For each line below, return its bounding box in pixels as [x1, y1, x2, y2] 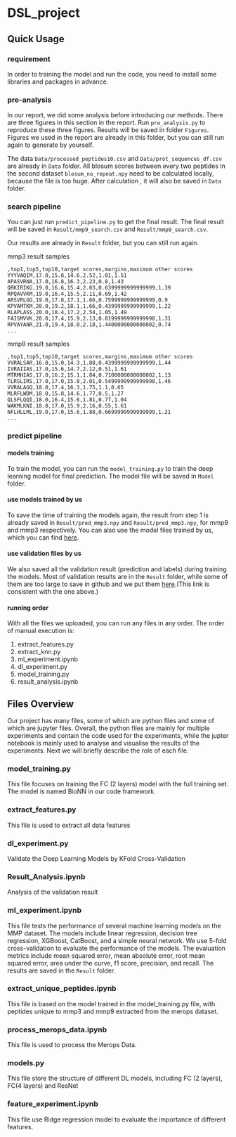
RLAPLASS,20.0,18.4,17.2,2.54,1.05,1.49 [7, 309, 128, 316]
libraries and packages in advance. [7, 77, 109, 86]
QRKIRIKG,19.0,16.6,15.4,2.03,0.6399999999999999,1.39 [7, 285, 171, 292]
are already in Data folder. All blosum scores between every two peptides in [7, 162, 226, 170]
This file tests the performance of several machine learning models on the [7, 921, 221, 930]
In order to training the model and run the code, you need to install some [7, 70, 217, 78]
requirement [7, 54, 51, 64]
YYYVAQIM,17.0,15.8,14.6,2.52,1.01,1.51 [7, 272, 128, 279]
